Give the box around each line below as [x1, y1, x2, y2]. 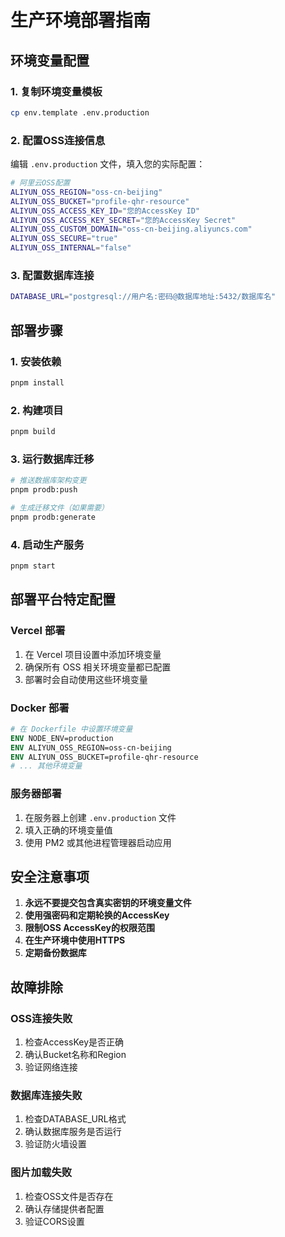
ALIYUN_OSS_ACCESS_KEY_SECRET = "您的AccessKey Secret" [10, 215, 237, 225]
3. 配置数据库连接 [10, 268, 95, 282]
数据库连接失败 [10, 1089, 83, 1102]
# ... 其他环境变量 [10, 761, 83, 771]
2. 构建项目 [10, 403, 64, 417]
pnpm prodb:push [10, 485, 78, 495]
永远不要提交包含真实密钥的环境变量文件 [24, 897, 192, 909]
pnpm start [10, 561, 56, 571]
